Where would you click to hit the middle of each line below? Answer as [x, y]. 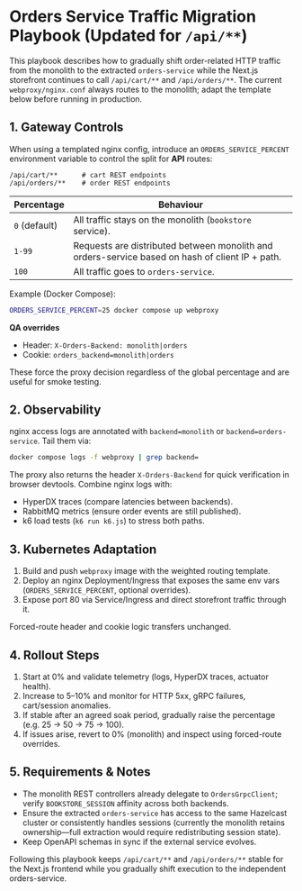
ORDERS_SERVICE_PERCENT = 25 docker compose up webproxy [114, 310]
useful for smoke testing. [55, 381]
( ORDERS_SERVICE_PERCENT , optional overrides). [107, 590]
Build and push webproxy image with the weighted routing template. [147, 571]
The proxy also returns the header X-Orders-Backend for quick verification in [150, 475]
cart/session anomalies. [67, 705]
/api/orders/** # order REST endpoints [90, 183]
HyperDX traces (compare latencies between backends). [128, 502]
